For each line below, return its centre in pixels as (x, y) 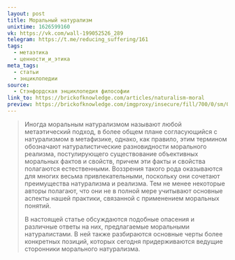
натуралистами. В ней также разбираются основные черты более (123, 234)
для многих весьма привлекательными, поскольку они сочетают (122, 176)
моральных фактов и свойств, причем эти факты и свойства (115, 161)
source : (19, 85)
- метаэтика (31, 53)
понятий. (37, 206)
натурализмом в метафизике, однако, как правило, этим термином (126, 139)
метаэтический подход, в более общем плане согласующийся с (121, 131)
